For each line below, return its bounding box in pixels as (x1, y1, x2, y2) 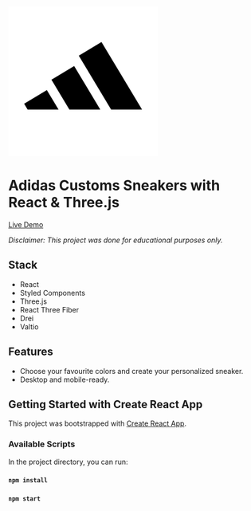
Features (8, 345, 53, 359)
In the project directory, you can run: (8, 457, 128, 466)
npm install (8, 477, 48, 485)
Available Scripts (8, 438, 76, 450)
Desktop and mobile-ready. (19, 375, 110, 384)
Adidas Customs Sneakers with (8, 177, 221, 195)
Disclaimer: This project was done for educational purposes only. (8, 235, 223, 245)
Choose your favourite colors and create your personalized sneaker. (19, 366, 244, 375)
